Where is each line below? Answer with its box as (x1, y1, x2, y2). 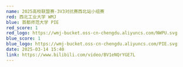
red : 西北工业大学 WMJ (6, 14, 56, 20)
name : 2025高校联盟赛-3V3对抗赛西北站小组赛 (6, 8, 105, 15)
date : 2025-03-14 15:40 (6, 47, 65, 52)
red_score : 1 (6, 24, 38, 31)
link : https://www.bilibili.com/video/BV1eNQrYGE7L (6, 52, 135, 58)
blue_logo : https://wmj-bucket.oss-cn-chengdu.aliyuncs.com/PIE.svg (6, 41, 178, 47)
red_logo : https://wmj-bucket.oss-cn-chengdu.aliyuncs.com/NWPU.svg (6, 30, 178, 36)
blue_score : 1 (6, 36, 41, 41)
